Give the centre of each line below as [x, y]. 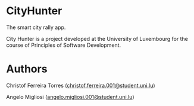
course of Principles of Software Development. [64, 45]
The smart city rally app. [36, 27]
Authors [27, 69]
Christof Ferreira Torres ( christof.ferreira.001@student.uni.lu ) [81, 85]
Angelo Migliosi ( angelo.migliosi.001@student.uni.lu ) [71, 97]
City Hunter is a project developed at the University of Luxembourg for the [97, 38]
